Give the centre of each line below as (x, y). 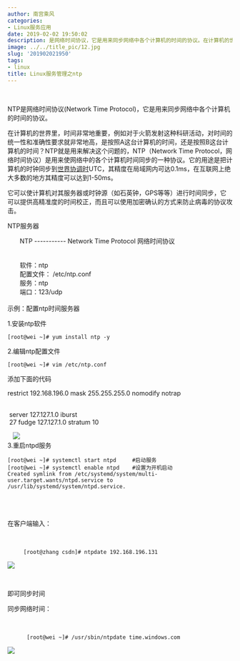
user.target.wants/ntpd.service (55, 480)
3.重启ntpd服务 (30, 445)
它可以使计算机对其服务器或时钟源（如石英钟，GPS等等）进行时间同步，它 (117, 193)
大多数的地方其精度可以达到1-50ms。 (62, 177)
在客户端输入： (29, 523)
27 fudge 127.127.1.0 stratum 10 (54, 422)
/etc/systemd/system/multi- (116, 474)
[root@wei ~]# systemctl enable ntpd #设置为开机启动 (90, 468)
